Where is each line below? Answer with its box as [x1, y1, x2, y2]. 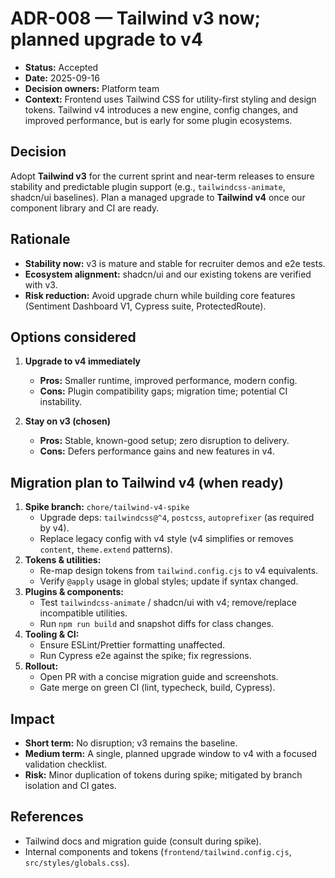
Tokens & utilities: [24, 554, 102, 566]
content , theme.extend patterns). [39, 543, 173, 556]
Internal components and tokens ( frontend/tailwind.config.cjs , [24, 845, 292, 857]
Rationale [10, 231, 71, 248]
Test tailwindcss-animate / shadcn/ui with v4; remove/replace [39, 597, 297, 609]
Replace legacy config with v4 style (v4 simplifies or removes [39, 533, 294, 545]
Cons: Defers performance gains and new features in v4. [39, 445, 275, 457]
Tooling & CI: [24, 628, 80, 641]
